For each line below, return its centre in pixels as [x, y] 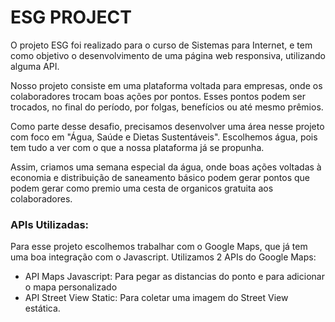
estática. [42, 308]
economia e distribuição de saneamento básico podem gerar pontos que [160, 177]
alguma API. [35, 66]
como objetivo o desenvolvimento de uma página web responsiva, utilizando [168, 55]
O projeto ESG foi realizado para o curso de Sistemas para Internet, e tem [161, 45]
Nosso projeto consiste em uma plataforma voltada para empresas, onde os [166, 85]
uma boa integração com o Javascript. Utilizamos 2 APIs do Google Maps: [163, 257]
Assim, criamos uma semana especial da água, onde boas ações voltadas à [166, 167]
